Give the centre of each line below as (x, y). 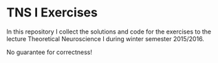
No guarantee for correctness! (49, 52)
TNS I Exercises (52, 13)
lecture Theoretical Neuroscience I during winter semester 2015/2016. (105, 38)
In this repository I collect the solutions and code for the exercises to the (109, 32)
